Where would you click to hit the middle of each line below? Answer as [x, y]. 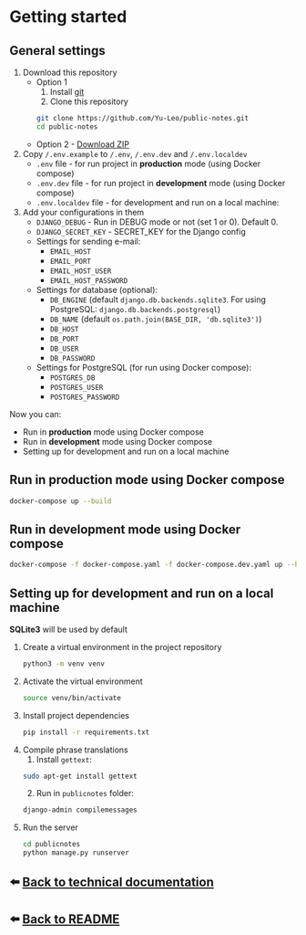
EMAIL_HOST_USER [81, 271]
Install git [67, 92]
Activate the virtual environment [82, 681]
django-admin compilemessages [80, 810]
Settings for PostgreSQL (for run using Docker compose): [144, 367]
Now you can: [36, 414]
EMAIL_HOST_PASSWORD [89, 280]
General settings [58, 51]
